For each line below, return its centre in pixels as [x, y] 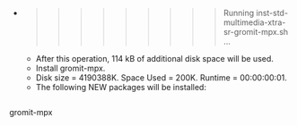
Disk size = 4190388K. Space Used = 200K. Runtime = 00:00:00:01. [161, 78]
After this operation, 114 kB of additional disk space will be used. [154, 59]
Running [239, 13]
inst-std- [272, 13]
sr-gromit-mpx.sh [256, 32]
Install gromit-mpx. [70, 68]
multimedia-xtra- [254, 22]
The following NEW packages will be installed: [121, 87]
